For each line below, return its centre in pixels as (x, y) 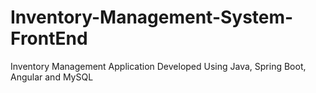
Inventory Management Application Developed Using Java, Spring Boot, (158, 66)
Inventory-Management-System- (152, 17)
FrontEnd (49, 38)
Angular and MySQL (52, 77)
